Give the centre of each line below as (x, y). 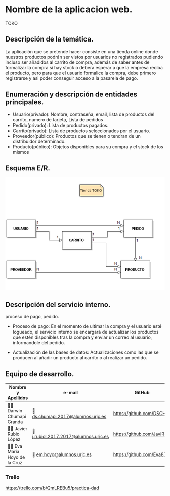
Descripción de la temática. (49, 39)
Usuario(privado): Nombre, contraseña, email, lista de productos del (83, 114)
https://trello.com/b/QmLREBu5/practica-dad (52, 488)
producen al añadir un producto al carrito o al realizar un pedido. (80, 358)
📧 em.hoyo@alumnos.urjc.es (62, 454)
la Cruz (15, 463)
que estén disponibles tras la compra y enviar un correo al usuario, (82, 337)
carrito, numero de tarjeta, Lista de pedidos (58, 119)
